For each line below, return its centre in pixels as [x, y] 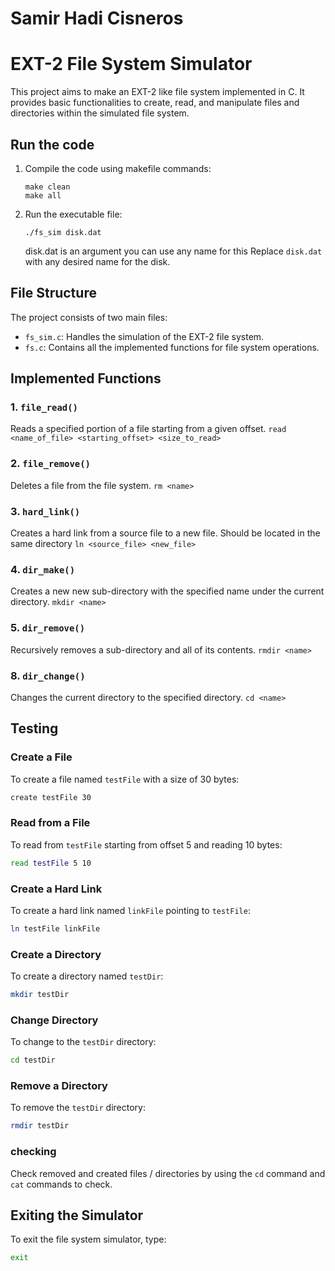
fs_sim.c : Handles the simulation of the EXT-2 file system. [144, 336]
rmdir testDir [40, 1126]
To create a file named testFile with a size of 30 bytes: [125, 779]
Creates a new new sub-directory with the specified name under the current [167, 591]
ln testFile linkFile [55, 928]
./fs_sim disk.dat [63, 232]
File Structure [53, 293]
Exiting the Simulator [77, 1215]
